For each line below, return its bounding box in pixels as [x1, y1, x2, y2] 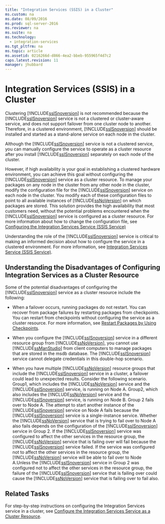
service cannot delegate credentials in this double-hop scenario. [12, 356, 144, 362]
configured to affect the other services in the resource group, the [12, 433, 145, 439]
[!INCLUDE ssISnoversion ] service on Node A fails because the [12, 407, 139, 413]
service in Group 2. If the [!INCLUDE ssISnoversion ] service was [12, 428, 141, 434]
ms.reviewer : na [5, 26, 38, 31]
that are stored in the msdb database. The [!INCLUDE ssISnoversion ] [12, 350, 151, 356]
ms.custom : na [5, 12, 34, 17]
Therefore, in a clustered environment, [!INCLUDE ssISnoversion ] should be [5, 126, 158, 132]
